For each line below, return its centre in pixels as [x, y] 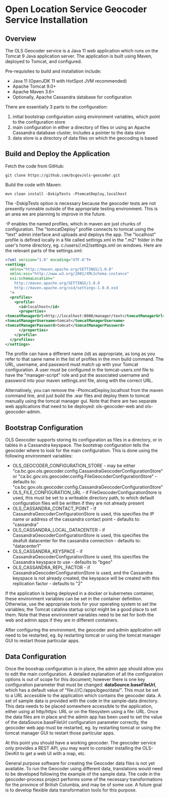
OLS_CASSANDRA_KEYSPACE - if [48, 551]
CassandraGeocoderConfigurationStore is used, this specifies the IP [83, 514]
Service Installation [47, 20]
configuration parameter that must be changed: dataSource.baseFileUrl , [81, 685]
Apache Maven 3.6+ [33, 92]
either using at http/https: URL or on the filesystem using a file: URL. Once [82, 712]
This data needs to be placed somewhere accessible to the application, [79, 706]
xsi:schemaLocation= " [32, 278]
